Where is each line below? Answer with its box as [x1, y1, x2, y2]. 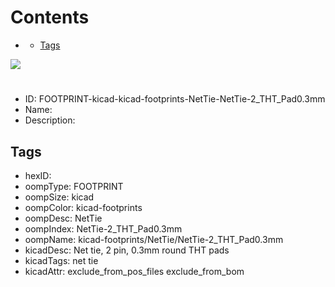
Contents [10, 6, 90, 29]
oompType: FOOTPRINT [24, 180, 124, 192]
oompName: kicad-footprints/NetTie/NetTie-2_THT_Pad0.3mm [24, 233, 284, 245]
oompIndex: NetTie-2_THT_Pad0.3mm [24, 222, 183, 235]
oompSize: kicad [24, 191, 95, 203]
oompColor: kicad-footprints [24, 201, 143, 213]
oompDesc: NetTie [24, 212, 103, 224]
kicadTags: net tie [24, 254, 99, 266]
